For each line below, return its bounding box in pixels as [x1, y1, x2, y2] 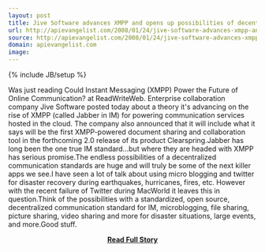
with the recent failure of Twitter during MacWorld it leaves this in [8, 186, 221, 195]
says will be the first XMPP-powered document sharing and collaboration [8, 127, 246, 137]
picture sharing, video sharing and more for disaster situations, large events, [8, 211, 256, 220]
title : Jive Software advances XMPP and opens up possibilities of [8, 19, 235, 27]
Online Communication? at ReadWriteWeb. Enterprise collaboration [8, 94, 226, 103]
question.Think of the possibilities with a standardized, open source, [8, 194, 230, 204]
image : [8, 48, 30, 56]
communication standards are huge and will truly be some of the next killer [8, 161, 251, 170]
